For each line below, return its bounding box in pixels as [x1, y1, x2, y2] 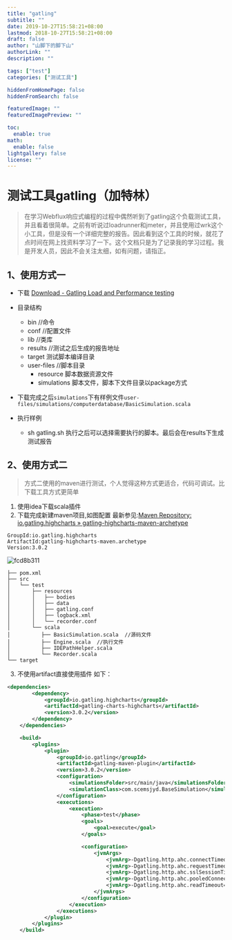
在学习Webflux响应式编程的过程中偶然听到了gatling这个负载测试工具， [23, 212, 224, 221]
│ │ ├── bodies [7, 593, 76, 601]
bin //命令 [27, 318, 55, 326]
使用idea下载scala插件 [17, 502, 81, 510]
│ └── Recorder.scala [7, 651, 97, 658]
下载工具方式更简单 [23, 488, 79, 496]
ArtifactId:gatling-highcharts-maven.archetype [7, 538, 147, 545]
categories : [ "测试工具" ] [7, 74, 78, 81]
